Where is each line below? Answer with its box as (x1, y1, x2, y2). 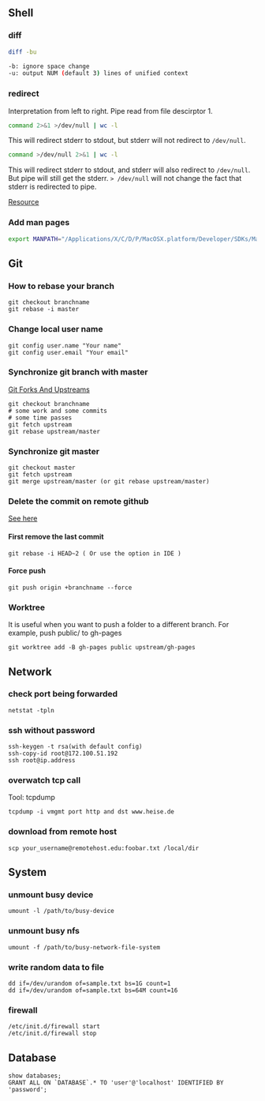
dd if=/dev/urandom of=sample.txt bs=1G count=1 (8, 979, 171, 987)
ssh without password (8, 724, 95, 735)
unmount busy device (8, 889, 94, 900)
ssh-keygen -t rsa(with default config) (8, 742, 144, 751)
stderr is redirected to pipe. (8, 182, 97, 192)
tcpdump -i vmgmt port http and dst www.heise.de (8, 808, 175, 816)
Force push (8, 566, 46, 576)
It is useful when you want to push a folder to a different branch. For (8, 620, 230, 629)
